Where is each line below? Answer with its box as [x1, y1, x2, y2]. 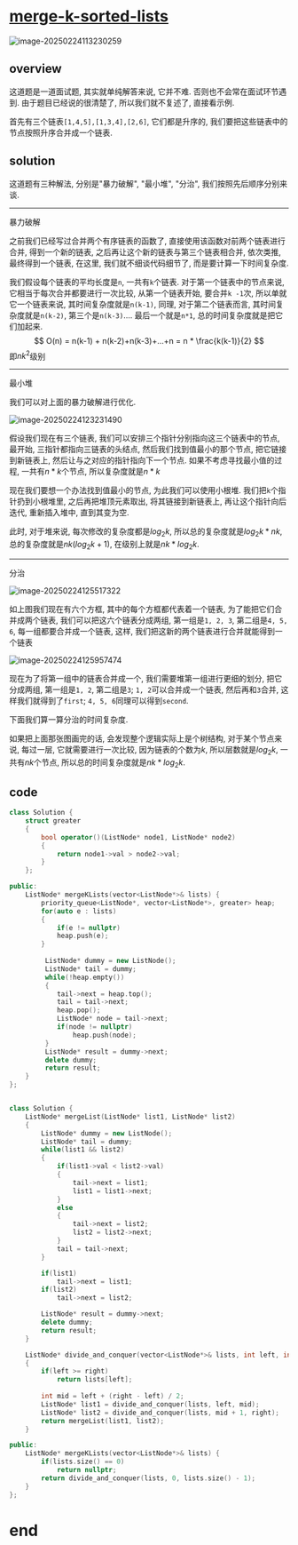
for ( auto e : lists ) [41, 906, 117, 916]
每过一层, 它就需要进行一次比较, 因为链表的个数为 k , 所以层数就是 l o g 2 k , [20, 744, 278, 757]
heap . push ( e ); [56, 931, 109, 941]
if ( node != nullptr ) [56, 1023, 133, 1031]
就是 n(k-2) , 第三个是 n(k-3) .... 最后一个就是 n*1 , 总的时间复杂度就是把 [24, 309, 276, 321]
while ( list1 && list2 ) [41, 1145, 125, 1154]
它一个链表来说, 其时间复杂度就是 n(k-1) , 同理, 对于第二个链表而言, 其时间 [9, 299, 277, 309]
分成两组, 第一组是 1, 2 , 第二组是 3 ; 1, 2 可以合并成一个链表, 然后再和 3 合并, [9, 684, 279, 695]
